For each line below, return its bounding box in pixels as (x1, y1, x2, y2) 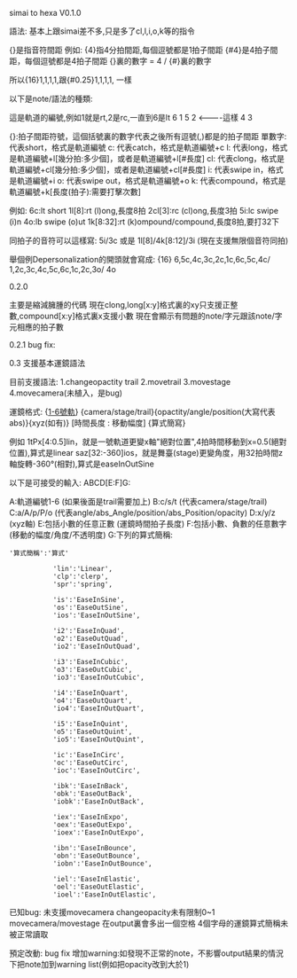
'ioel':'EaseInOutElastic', (52, 890, 157, 899)
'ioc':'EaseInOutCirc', (52, 766, 141, 775)
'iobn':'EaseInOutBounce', (52, 859, 152, 868)
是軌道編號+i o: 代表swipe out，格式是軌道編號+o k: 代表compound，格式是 (9, 176, 286, 185)
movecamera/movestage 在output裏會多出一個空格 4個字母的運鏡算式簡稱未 (9, 918, 289, 928)
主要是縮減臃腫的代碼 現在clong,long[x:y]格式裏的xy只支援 (9, 300, 223, 309)
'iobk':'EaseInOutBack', (52, 797, 145, 806)
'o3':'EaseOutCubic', (52, 665, 133, 674)
